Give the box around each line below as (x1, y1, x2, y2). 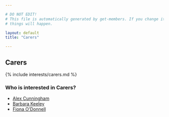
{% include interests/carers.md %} (5, 71, 77, 77)
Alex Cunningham (12, 95, 49, 101)
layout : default (5, 30, 39, 35)
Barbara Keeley (12, 101, 45, 107)
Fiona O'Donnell (12, 106, 46, 112)
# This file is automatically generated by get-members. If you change (5, 16, 158, 22)
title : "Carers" (5, 35, 39, 40)
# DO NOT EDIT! (5, 12, 37, 17)
